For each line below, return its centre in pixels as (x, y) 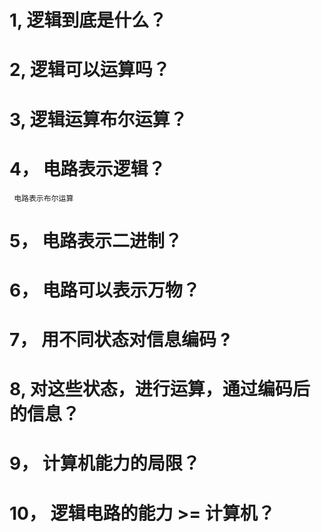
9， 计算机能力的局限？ (105, 463)
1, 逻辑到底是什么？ (88, 20)
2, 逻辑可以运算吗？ (90, 70)
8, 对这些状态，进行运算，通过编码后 (160, 389)
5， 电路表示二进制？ (96, 240)
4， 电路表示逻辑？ (87, 168)
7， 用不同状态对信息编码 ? (120, 340)
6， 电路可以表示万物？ (105, 290)
